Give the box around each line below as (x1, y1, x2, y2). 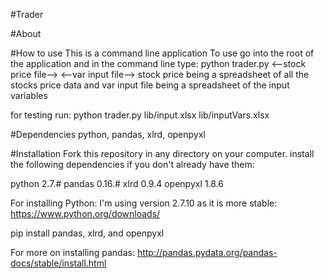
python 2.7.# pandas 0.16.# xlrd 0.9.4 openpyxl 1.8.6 (10, 178, 224, 189)
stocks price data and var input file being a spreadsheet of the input (10, 79, 290, 91)
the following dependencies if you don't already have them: (10, 159, 255, 170)
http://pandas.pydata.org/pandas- (136, 247, 278, 258)
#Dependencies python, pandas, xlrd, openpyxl (10, 129, 206, 140)
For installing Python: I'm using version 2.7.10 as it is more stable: (10, 197, 278, 209)
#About (10, 28, 42, 39)
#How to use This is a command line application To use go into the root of (10, 47, 315, 59)
